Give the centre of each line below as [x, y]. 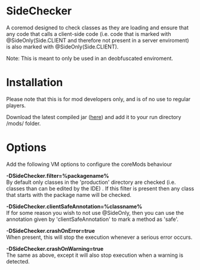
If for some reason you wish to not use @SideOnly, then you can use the [95, 213]
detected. [18, 261]
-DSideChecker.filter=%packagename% [58, 175]
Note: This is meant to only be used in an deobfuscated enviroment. [90, 58]
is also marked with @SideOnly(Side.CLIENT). [62, 47]
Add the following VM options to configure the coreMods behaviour [89, 164]
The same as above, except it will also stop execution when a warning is [95, 255]
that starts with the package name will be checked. [69, 195]
